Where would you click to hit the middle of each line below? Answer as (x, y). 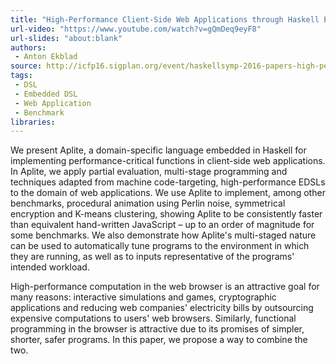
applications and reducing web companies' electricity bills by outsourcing (162, 308)
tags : (21, 76)
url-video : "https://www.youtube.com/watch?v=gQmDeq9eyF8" (136, 29)
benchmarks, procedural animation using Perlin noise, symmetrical (148, 203)
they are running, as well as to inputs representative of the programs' (152, 257)
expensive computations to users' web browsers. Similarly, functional (153, 318)
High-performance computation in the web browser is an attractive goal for (165, 287)
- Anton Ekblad (46, 57)
